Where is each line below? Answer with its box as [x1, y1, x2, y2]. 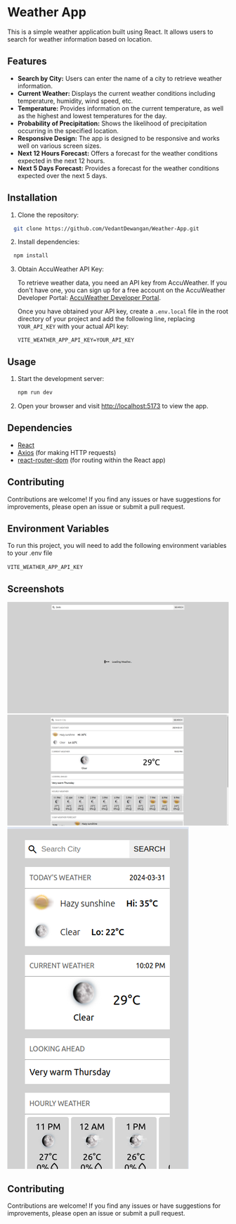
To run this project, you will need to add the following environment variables [7, 542, 227, 550]
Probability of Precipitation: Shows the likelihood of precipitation [17, 119, 207, 127]
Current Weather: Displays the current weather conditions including [17, 89, 216, 97]
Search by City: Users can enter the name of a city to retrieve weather [17, 74, 223, 82]
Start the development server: [17, 375, 105, 383]
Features [7, 56, 47, 68]
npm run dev [17, 389, 53, 396]
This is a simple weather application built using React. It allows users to [7, 27, 214, 36]
